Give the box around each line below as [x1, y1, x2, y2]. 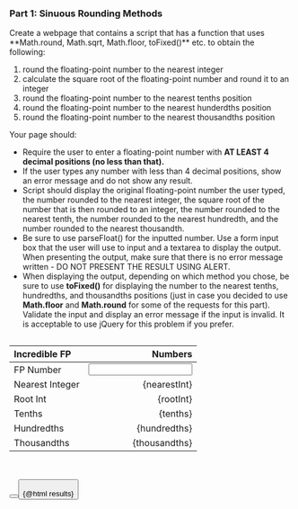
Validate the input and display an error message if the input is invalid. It [22, 309, 285, 320]
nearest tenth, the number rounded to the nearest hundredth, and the [22, 214, 279, 225]
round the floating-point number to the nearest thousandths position [22, 112, 276, 123]
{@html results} [22, 489, 74, 499]
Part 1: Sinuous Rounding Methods [9, 7, 163, 20]
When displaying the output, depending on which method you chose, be [22, 271, 290, 281]
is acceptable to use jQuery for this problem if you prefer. [22, 318, 235, 330]
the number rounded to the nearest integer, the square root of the [22, 194, 265, 205]
